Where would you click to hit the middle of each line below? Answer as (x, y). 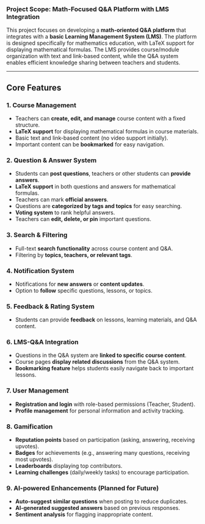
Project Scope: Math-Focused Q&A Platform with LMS (88, 9)
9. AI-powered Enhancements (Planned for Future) (83, 488)
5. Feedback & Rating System (50, 306)
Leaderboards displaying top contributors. (69, 466)
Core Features (34, 88)
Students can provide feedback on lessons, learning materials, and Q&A (106, 320)
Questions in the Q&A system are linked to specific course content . (101, 355)
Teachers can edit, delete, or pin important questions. (83, 219)
